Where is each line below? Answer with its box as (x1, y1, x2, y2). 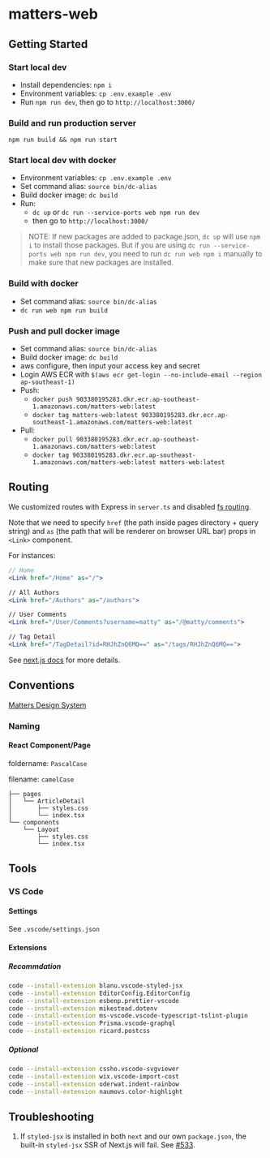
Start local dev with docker (8, 155, 117, 166)
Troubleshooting (8, 1109, 95, 1124)
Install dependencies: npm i (19, 80, 112, 89)
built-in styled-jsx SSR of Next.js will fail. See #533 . (19, 1140, 196, 1150)
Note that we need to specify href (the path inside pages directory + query (8, 517, 259, 527)
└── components (8, 818, 60, 826)
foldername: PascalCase (8, 758, 88, 768)
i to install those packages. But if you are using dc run (28, 240, 211, 250)
